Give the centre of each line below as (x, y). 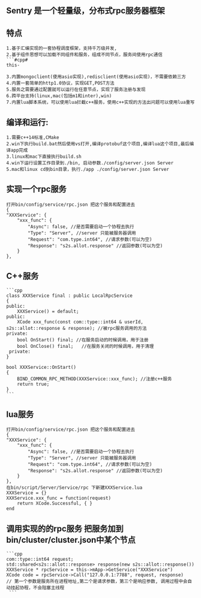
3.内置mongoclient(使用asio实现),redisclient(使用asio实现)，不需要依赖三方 (96, 77)
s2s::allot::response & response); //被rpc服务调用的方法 (76, 328)
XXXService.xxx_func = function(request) (59, 498)
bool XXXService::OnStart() (41, 367)
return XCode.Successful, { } (55, 504)
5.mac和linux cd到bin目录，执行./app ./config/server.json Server (88, 170)
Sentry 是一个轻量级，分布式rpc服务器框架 (85, 11)
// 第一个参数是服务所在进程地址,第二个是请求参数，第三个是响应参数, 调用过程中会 (97, 582)
